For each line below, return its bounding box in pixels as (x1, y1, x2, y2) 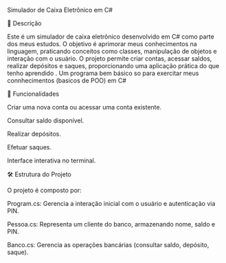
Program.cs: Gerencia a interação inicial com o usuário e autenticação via (7, 200, 216, 207)
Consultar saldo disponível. (7, 116, 84, 125)
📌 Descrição (7, 19, 42, 27)
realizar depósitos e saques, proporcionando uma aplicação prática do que (7, 62, 220, 70)
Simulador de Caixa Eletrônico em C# (7, 6, 113, 14)
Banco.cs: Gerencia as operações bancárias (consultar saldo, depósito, (7, 241, 210, 249)
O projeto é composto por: (7, 186, 82, 194)
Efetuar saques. (7, 143, 52, 151)
